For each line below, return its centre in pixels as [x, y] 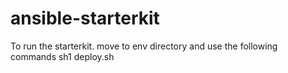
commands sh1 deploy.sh [62, 56]
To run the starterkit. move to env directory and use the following [144, 46]
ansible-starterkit [85, 18]
